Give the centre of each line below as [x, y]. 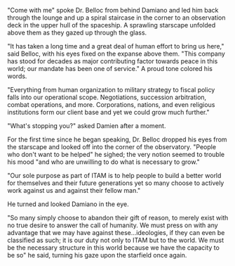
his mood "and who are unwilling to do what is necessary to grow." [103, 162]
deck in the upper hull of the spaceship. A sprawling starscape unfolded [112, 25]
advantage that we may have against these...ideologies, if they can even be [116, 233]
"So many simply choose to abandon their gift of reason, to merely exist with [118, 218]
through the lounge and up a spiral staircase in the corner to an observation [116, 18]
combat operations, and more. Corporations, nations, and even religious [111, 104]
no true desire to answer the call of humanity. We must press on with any [113, 225]
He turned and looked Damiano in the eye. [68, 204]
